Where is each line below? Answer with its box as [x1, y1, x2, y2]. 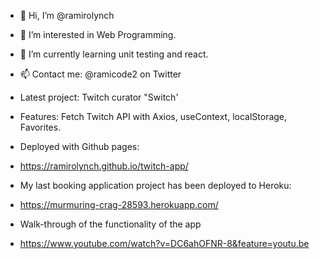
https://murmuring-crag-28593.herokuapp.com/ [19, 199, 219, 210]
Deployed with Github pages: [19, 141, 140, 152]
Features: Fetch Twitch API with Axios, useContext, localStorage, [19, 111, 288, 122]
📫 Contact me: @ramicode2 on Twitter [19, 68, 182, 80]
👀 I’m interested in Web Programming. [19, 29, 177, 40]
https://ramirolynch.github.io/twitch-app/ [19, 160, 189, 172]
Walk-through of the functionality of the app [19, 218, 202, 230]
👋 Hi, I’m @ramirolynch [19, 10, 115, 21]
